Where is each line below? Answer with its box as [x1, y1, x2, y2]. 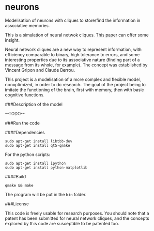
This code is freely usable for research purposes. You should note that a [5, 210, 149, 216]
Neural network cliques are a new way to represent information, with [5, 46, 142, 52]
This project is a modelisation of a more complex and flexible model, [5, 77, 141, 82]
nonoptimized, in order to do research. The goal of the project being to [5, 81, 146, 87]
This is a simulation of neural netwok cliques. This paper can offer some [5, 32, 149, 38]
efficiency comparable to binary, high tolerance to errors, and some [5, 51, 140, 57]
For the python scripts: [5, 152, 50, 157]
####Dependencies [5, 129, 45, 135]
